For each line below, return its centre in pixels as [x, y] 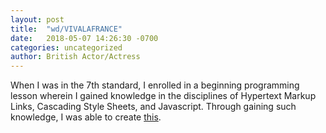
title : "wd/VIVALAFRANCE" [66, 29]
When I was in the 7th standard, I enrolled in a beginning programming [155, 85]
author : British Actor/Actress [75, 57]
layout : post [37, 19]
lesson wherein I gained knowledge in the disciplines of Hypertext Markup [163, 96]
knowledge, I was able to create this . [86, 117]
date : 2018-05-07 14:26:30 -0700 [84, 38]
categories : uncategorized [66, 47]
